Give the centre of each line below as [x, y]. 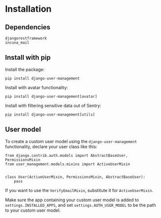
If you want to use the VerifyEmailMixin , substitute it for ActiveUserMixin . [79, 190]
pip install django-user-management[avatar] [51, 97]
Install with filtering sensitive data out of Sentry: [53, 105]
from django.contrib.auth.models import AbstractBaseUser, [67, 155]
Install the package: [25, 69]
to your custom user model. [33, 210]
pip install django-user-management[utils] [50, 114]
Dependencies [28, 27]
